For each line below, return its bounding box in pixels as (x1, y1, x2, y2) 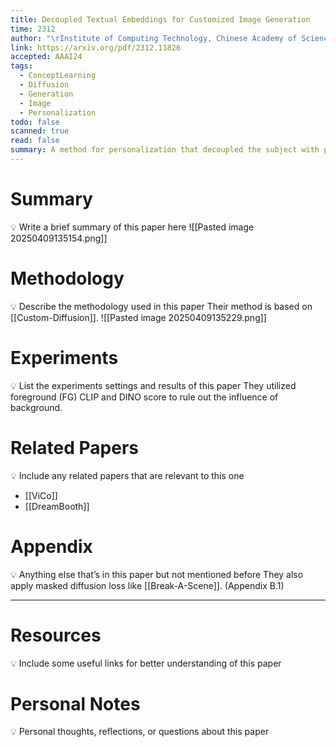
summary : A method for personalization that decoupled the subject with (10, 145, 320, 155)
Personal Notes (10, 692, 141, 715)
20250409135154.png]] (10, 232, 108, 244)
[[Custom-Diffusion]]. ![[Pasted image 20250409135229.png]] (10, 311, 267, 323)
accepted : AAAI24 (10, 52, 83, 62)
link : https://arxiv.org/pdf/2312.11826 (10, 42, 182, 53)
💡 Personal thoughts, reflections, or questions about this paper (10, 726, 270, 738)
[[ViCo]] (24, 489, 58, 501)
